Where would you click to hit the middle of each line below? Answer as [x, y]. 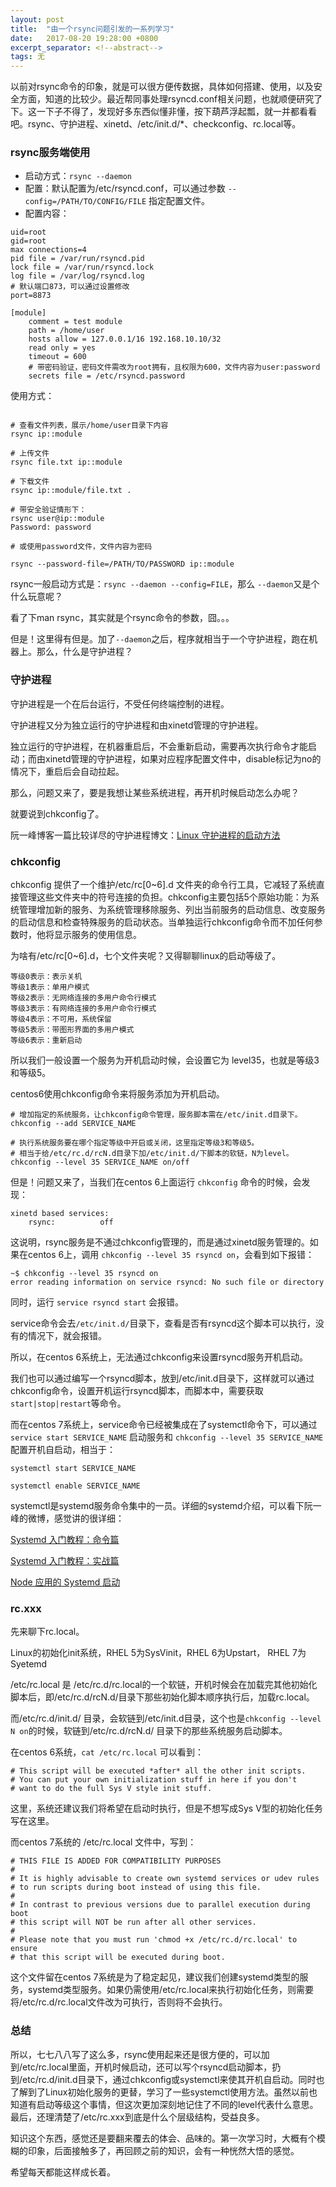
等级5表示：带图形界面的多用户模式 [72, 1030]
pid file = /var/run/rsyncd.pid [77, 259]
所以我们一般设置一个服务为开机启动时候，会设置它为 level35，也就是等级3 [165, 1060]
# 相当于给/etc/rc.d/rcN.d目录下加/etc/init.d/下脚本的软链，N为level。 [152, 1154]
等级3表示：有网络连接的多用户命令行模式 [83, 1009]
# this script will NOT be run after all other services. [133, 1922]
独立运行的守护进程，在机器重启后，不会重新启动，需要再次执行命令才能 [159, 746]
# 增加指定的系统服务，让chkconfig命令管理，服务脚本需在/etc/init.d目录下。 [156, 1115]
